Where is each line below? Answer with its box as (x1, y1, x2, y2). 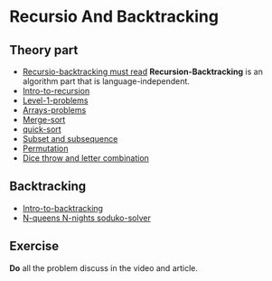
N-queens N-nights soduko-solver (22, 212, 151, 223)
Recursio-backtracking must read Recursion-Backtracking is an (22, 66, 264, 77)
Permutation (22, 143, 70, 154)
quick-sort (22, 124, 61, 135)
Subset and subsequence (22, 134, 118, 144)
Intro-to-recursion (22, 86, 90, 96)
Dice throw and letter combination (22, 153, 149, 164)
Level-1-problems (22, 95, 89, 106)
